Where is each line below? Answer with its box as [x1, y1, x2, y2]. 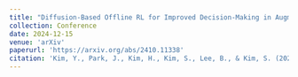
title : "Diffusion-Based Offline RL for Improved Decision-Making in [9, 12, 272, 22]
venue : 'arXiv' [9, 37, 66, 47]
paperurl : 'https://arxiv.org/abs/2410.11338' [9, 46, 184, 55]
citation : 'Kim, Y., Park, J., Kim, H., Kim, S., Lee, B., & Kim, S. [9, 54, 272, 63]
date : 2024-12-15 [9, 29, 74, 38]
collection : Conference [9, 21, 98, 30]
